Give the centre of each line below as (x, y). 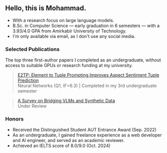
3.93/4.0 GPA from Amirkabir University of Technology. (69, 31)
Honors (15, 119)
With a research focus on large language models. (63, 20)
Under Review (32, 106)
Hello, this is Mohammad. (46, 8)
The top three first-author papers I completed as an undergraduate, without (83, 60)
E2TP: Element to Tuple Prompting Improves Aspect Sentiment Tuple (88, 75)
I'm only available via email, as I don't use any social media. (74, 36)
